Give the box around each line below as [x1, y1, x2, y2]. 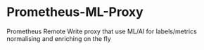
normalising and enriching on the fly [6, 34, 112, 42]
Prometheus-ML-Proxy [6, 4, 144, 20]
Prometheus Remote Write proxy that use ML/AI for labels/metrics [6, 27, 198, 35]
